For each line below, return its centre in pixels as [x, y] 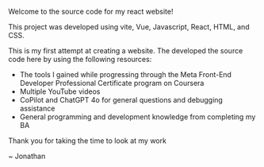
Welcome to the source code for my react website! [91, 12]
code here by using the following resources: [80, 59]
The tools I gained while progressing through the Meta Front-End [126, 74]
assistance [37, 108]
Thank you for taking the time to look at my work [87, 141]
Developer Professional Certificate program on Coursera [112, 83]
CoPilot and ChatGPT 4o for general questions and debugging [121, 100]
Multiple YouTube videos [60, 91]
